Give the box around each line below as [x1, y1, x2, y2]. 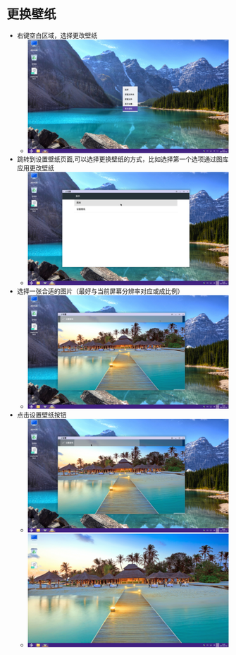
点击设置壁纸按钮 [16, 411, 67, 419]
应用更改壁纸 [16, 163, 54, 172]
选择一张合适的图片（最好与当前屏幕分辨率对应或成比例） [16, 287, 184, 295]
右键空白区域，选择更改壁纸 [16, 31, 98, 40]
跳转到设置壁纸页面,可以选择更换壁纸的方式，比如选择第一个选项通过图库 [16, 155, 229, 163]
